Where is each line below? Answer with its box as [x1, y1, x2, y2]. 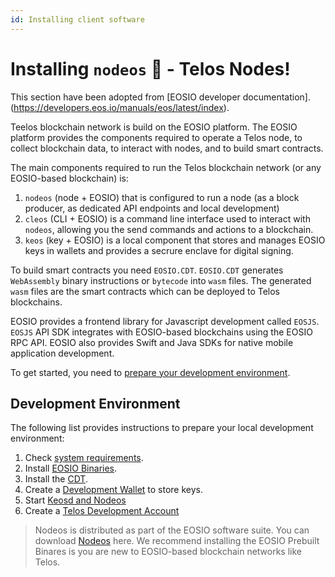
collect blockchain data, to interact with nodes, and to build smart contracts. [10, 142, 324, 154]
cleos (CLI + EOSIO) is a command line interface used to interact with [24, 212, 311, 225]
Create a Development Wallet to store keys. [24, 484, 204, 496]
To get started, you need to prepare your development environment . [10, 366, 291, 378]
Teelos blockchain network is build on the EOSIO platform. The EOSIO [10, 121, 298, 133]
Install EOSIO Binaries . [24, 462, 118, 475]
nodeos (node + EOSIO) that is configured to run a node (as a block [24, 191, 300, 203]
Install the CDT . [24, 473, 88, 485]
